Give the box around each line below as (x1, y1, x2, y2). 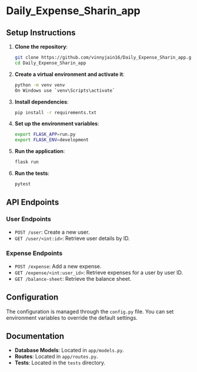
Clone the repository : (14, 43, 68, 50)
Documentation (6, 331, 65, 341)
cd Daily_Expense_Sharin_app (14, 60, 86, 66)
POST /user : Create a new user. (14, 228, 90, 235)
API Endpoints (6, 197, 59, 207)
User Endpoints (6, 215, 51, 223)
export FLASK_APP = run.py (14, 131, 76, 138)
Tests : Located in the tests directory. (14, 359, 106, 366)
